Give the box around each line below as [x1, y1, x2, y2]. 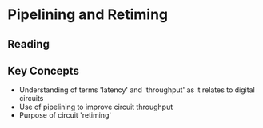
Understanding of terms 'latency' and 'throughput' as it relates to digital [18, 85, 255, 95]
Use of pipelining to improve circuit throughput [18, 102, 173, 112]
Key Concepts [7, 64, 79, 77]
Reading [7, 37, 50, 51]
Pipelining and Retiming [7, 6, 169, 24]
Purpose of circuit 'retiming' [18, 111, 112, 120]
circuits [18, 94, 44, 103]
